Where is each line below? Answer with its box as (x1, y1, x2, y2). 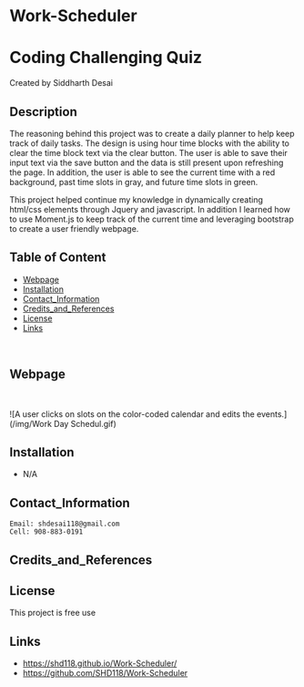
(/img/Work (9, 418, 53, 429)
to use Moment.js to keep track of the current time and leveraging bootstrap (9, 213, 294, 224)
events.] (256, 408, 288, 420)
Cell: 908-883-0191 (9, 527, 84, 536)
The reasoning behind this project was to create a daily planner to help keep (9, 128, 295, 139)
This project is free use (9, 608, 96, 619)
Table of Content (9, 250, 106, 265)
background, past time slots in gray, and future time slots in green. (9, 176, 258, 187)
